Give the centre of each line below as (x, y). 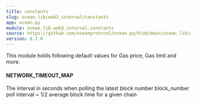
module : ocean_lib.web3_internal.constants (60, 28)
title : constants (27, 11)
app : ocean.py (23, 22)
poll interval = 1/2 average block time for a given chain (72, 95)
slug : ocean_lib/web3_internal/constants (57, 17)
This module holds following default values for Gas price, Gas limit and (91, 56)
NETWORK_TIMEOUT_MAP (40, 75)
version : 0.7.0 (25, 39)
